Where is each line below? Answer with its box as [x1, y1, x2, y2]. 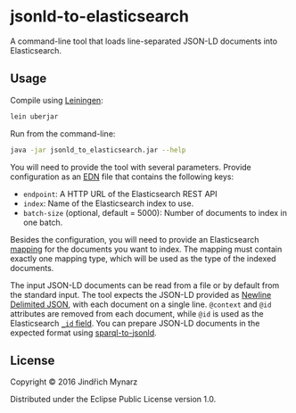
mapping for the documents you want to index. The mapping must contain [10, 244, 283, 254]
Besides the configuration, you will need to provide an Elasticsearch [10, 234, 259, 244]
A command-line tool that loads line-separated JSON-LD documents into [10, 36, 278, 46]
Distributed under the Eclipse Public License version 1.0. [10, 394, 217, 405]
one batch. [22, 217, 63, 227]
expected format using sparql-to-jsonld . [10, 327, 157, 338]
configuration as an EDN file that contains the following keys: [10, 171, 234, 182]
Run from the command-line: [10, 128, 116, 139]
